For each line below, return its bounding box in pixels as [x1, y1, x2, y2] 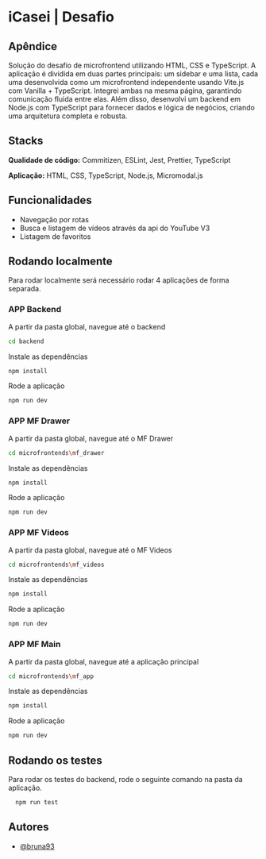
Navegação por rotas [19, 214, 90, 224]
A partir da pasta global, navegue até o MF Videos [8, 545, 172, 555]
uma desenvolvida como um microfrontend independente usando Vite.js [8, 78, 245, 87]
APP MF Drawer [8, 415, 70, 426]
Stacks [8, 134, 44, 148]
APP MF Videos [8, 527, 69, 538]
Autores [8, 820, 49, 834]
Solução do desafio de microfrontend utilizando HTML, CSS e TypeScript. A [8, 60, 256, 70]
